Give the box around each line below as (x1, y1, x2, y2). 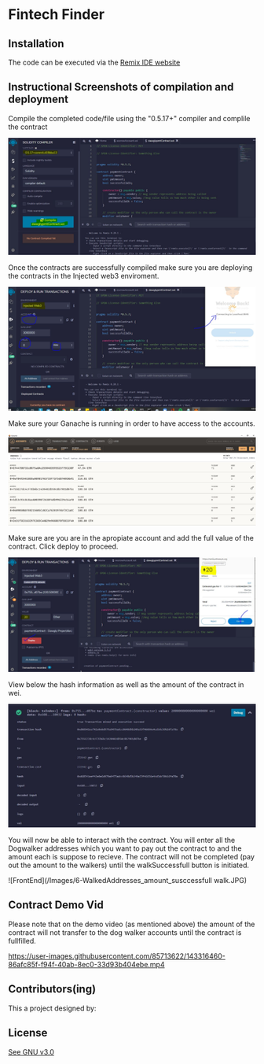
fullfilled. (8, 936, 37, 945)
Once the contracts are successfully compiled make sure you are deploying (8, 263, 253, 272)
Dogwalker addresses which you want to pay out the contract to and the (8, 844, 242, 853)
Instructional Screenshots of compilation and (8, 80, 234, 94)
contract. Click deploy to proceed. (8, 541, 119, 552)
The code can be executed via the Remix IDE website (8, 57, 181, 67)
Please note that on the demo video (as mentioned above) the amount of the (8, 919, 255, 929)
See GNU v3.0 (8, 1047, 55, 1056)
